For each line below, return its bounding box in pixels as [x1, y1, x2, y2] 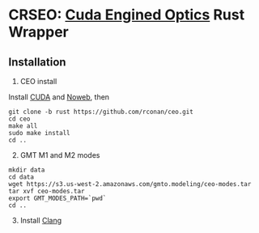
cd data [8, 173, 35, 181]
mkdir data [8, 166, 45, 174]
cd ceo [8, 115, 31, 123]
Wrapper [8, 23, 69, 41]
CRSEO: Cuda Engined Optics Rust [8, 6, 245, 24]
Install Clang [19, 216, 62, 225]
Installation [8, 55, 66, 69]
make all [8, 122, 38, 130]
